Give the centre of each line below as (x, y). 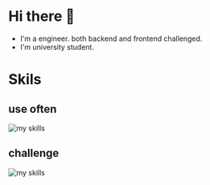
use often (33, 109)
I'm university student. (57, 46)
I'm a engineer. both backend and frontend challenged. (111, 38)
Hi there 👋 (41, 16)
